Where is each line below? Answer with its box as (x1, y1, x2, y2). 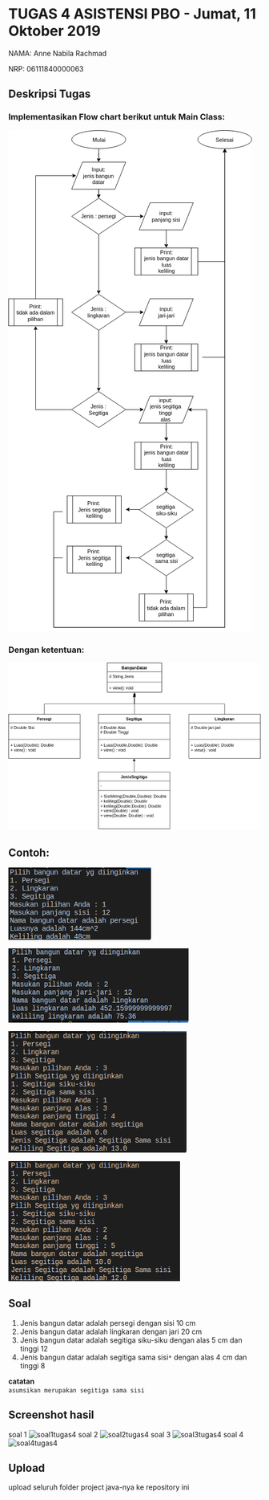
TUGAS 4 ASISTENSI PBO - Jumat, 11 (8, 5, 256, 23)
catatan (8, 1376, 34, 1386)
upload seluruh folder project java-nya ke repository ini (8, 1482, 190, 1492)
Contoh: (8, 846, 50, 859)
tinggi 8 (19, 1360, 46, 1370)
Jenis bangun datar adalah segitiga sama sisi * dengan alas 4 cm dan (19, 1352, 247, 1362)
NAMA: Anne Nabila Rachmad (8, 48, 107, 58)
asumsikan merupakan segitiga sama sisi (8, 1386, 146, 1394)
